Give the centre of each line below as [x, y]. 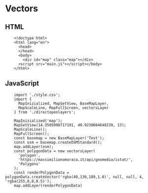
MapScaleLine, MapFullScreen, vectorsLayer [63, 108]
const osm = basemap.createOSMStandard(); [58, 142]
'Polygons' [29, 164]
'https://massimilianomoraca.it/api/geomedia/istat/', [75, 159]
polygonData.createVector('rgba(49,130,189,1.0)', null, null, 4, [74, 177]
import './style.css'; [37, 95]
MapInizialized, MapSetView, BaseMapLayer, [63, 103]
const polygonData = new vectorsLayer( [55, 151]
